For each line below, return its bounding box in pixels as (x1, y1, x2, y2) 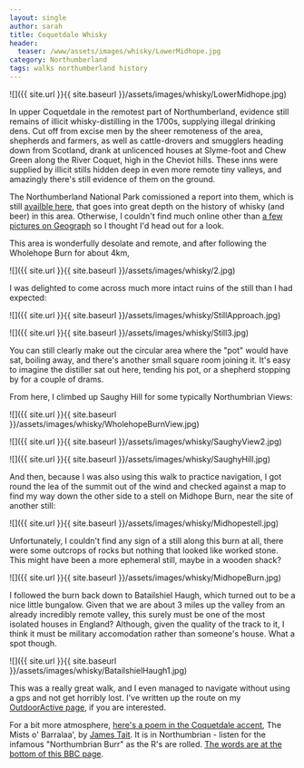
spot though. (9, 637, 57, 648)
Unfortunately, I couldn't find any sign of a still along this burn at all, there (9, 535, 284, 546)
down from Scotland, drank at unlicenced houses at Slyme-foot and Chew (9, 144, 287, 155)
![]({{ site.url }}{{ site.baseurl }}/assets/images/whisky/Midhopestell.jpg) (9, 518, 279, 529)
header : (9, 38, 39, 48)
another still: (9, 500, 56, 510)
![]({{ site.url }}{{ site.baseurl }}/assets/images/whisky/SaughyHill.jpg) (9, 453, 270, 464)
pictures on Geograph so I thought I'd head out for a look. (9, 219, 225, 231)
